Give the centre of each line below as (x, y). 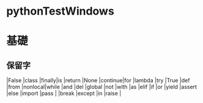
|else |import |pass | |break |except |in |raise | (64, 93)
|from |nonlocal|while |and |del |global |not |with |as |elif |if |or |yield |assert (102, 87)
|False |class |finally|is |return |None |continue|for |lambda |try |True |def (98, 80)
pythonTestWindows (60, 11)
